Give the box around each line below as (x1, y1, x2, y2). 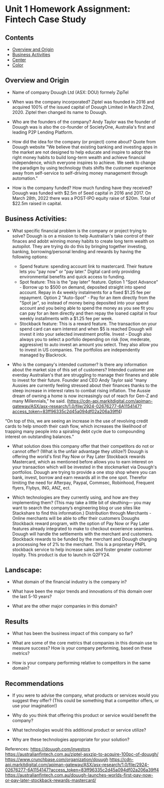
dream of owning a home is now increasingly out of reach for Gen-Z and (12, 393, 158, 399)
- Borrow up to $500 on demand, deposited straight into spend (19, 284, 146, 290)
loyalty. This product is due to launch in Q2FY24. (12, 551, 111, 558)
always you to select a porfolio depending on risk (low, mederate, (19, 336, 151, 342)
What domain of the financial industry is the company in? (12, 579, 127, 585)
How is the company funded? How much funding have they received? (12, 185, 153, 190)
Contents (5, 33, 34, 42)
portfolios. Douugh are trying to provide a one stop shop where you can (12, 469, 156, 475)
